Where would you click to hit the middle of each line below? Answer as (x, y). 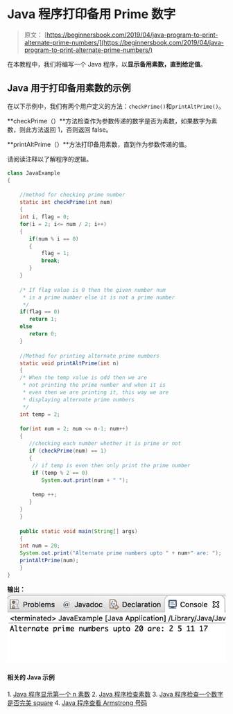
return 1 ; (43, 320)
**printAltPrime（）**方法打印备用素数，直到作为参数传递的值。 (99, 144)
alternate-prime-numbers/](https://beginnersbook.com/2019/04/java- (124, 42)
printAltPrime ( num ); (49, 561)
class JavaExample (34, 173)
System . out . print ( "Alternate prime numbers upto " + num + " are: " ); (121, 553)
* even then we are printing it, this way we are (96, 392)
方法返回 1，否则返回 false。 (71, 130)
